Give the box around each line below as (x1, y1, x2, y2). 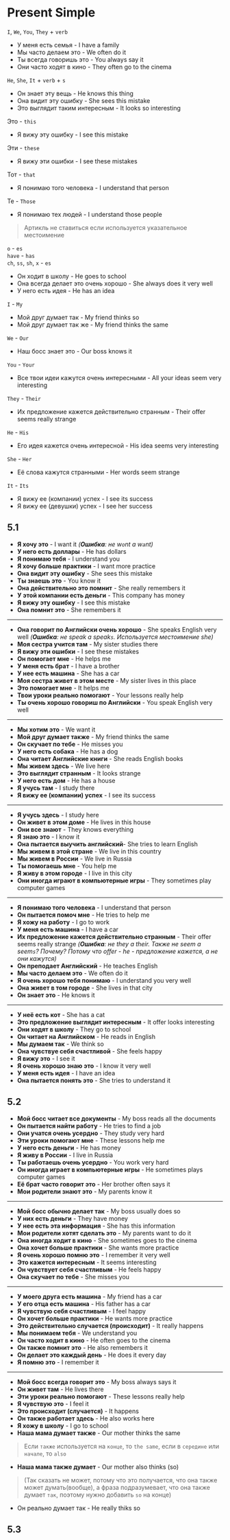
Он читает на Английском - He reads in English (16, 1032, 156, 1040)
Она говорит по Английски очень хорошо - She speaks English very (16, 625, 217, 633)
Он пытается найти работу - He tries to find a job (16, 1121, 162, 1130)
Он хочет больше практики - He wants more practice (16, 1314, 173, 1322)
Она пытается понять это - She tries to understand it (16, 1076, 171, 1084)
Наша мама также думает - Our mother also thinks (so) (16, 1462, 179, 1471)
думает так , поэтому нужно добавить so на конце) (23, 1491, 172, 1499)
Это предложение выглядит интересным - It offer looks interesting (16, 1018, 215, 1026)
